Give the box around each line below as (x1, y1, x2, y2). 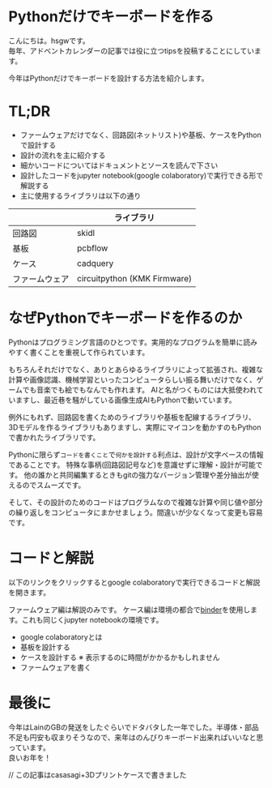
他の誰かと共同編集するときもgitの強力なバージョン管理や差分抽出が (23, 469, 253, 479)
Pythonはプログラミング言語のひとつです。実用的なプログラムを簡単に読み (8, 337, 257, 347)
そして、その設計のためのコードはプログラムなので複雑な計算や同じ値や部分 (8, 497, 263, 507)
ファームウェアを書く (19, 662, 91, 672)
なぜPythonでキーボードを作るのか (8, 309, 243, 328)
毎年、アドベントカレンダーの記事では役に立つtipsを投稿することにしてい (8, 45, 255, 55)
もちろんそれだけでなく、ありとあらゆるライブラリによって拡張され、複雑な (8, 364, 264, 374)
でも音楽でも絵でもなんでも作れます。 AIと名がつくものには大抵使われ (22, 384, 257, 394)
